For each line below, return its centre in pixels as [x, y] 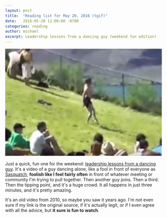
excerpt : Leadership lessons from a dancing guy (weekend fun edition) [81, 37]
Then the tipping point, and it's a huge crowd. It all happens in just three [79, 185]
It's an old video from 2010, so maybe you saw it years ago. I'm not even [79, 200]
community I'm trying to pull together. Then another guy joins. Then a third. [82, 179]
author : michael [22, 32]
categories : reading [27, 26]
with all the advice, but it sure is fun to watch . [52, 210]
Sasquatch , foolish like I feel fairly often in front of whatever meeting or [79, 174]
